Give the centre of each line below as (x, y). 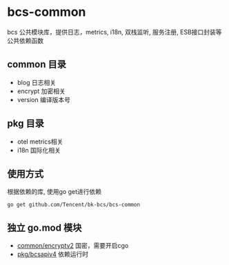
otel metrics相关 (40, 141)
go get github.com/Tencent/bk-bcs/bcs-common (73, 205)
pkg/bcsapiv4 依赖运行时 (53, 254)
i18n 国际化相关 (39, 150)
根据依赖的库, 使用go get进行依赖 (54, 192)
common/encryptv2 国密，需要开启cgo (73, 246)
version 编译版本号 (44, 99)
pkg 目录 (26, 124)
